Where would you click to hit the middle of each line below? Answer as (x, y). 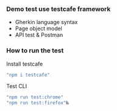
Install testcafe (25, 64)
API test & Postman (39, 35)
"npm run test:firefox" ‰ (38, 103)
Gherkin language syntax (46, 22)
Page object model (38, 28)
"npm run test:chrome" (35, 97)
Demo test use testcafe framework (59, 9)
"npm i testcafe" (28, 75)
